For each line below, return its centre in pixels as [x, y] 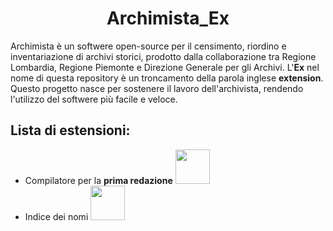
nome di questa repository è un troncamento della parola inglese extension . [167, 78]
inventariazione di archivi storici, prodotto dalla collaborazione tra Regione [163, 56]
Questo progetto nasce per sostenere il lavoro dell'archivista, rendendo [157, 88]
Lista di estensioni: [70, 130]
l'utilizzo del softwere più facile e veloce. [94, 99]
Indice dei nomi [56, 216]
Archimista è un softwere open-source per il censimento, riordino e [148, 46]
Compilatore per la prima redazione [98, 180]
